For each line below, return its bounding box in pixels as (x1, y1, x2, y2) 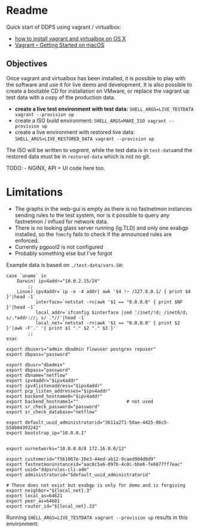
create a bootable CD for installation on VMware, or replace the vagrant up (6, 87, 190, 95)
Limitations (6, 185, 63, 199)
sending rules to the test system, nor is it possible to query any (14, 211, 170, 218)
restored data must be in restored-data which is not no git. (6, 153, 151, 160)
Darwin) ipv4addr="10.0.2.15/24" (17, 278, 100, 284)
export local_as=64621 (6, 493, 63, 498)
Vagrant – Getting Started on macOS (14, 41, 104, 48)
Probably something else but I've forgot (14, 250, 112, 257)
